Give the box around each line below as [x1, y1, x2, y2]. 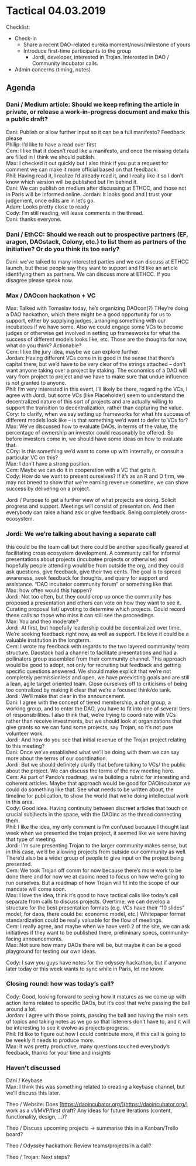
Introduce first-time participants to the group [23, 47, 132, 54]
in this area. [6, 798, 35, 805]
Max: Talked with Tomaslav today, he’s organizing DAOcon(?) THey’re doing [6, 305, 188, 312]
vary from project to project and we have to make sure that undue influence [6, 373, 188, 380]
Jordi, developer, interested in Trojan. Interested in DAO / [32, 53, 170, 60]
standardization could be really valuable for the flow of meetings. [6, 917, 163, 924]
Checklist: [6, 23, 30, 30]
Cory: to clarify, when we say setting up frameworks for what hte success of [6, 411, 191, 418]
